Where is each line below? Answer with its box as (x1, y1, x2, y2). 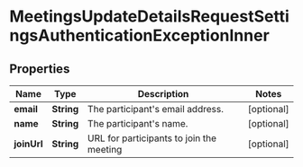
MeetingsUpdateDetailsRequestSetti (9, 6, 290, 27)
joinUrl (14, 137, 43, 150)
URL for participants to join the (87, 132, 217, 145)
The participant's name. (87, 118, 188, 129)
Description (137, 88, 189, 100)
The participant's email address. (87, 103, 224, 115)
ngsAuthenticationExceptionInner (9, 25, 271, 46)
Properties (9, 61, 70, 76)
